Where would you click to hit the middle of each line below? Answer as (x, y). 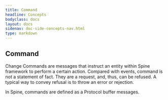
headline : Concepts (26, 15)
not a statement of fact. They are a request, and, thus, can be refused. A (81, 77)
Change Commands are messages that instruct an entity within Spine (78, 66)
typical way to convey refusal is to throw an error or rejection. (70, 82)
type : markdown (21, 33)
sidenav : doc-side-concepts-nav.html (45, 29)
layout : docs (19, 24)
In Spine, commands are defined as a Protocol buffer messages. (72, 92)
